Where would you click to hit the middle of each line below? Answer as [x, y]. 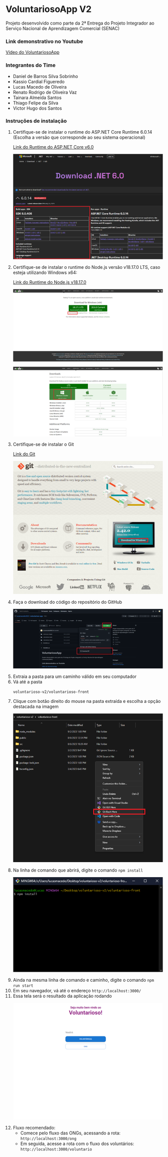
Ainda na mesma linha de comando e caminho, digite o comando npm [83, 980]
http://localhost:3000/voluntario [56, 1149]
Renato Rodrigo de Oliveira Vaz [45, 92]
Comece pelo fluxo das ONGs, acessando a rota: [71, 1133]
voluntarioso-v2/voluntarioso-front [51, 692]
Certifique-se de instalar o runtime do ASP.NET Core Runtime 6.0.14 [83, 132]
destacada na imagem [36, 706]
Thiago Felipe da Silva [36, 103]
